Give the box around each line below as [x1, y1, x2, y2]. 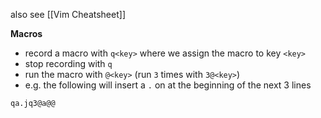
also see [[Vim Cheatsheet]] [10, 9, 126, 20]
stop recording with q [24, 58, 113, 69]
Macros [10, 28, 43, 39]
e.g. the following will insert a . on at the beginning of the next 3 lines [24, 79, 312, 91]
